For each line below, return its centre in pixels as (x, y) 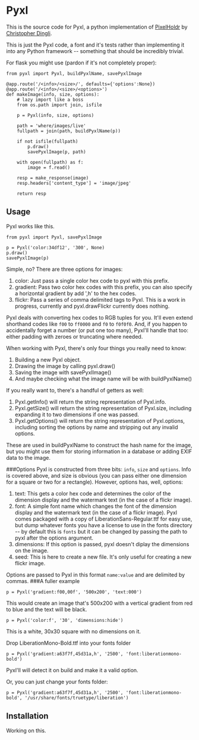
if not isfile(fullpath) (48, 141)
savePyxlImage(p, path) (57, 152)
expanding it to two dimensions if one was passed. (77, 414)
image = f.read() (49, 168)
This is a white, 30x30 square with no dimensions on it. (74, 631)
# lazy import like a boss (50, 100)
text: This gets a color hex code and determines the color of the (93, 493)
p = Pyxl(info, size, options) (56, 115)
